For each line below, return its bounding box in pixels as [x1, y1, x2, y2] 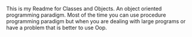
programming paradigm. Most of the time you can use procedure [6, 11, 166, 18]
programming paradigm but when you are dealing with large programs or [6, 18, 186, 24]
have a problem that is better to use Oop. [6, 24, 108, 31]
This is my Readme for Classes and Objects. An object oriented [6, 5, 162, 12]
